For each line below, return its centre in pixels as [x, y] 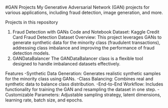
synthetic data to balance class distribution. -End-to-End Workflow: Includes [84, 84]
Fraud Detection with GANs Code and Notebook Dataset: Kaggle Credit [86, 32]
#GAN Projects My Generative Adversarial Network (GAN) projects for [77, 7]
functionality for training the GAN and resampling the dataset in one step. [81, 89]
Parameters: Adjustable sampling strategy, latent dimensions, [98, 95]
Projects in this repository [32, 22]
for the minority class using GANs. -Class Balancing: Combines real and [79, 79]
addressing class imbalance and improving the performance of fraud [83, 48]
